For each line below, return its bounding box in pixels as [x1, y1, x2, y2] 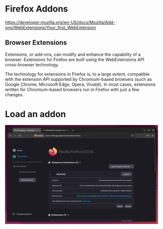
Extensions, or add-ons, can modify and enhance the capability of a [5, 51, 141, 57]
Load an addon [5, 108, 66, 120]
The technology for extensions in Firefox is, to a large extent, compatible [5, 71, 150, 77]
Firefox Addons [5, 3, 68, 15]
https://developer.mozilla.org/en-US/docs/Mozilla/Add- [5, 19, 115, 25]
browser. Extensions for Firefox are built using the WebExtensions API [5, 57, 145, 62]
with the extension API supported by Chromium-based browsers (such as [5, 76, 152, 82]
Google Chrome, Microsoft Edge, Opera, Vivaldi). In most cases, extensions [5, 81, 156, 87]
